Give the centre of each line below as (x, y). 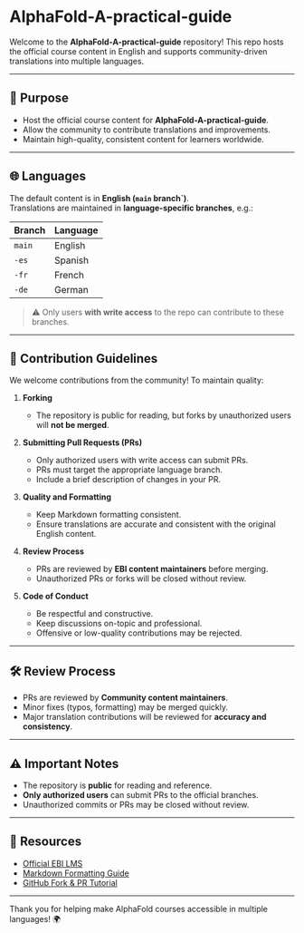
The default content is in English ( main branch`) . (100, 198)
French (69, 275)
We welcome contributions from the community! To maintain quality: (137, 380)
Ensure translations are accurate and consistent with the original (156, 524)
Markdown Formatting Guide (76, 873)
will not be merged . (72, 425)
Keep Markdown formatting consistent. (109, 515)
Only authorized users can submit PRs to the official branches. (141, 795)
